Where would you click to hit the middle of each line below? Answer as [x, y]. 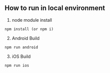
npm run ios [17, 65]
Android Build [26, 38]
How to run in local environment [55, 8]
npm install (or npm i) [29, 29]
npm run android [21, 47]
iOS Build [21, 56]
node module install [32, 20]
